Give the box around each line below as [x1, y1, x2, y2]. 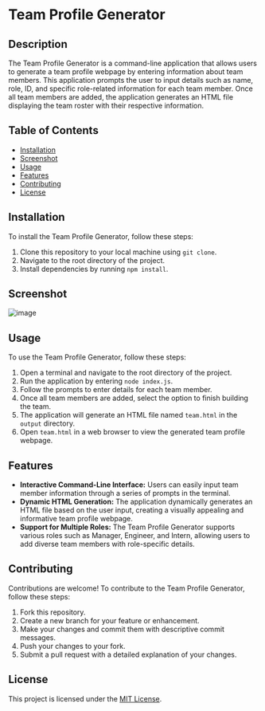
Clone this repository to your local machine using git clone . [19, 247, 217, 257]
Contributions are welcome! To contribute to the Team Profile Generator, [8, 583, 245, 593]
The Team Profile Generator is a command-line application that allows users [8, 58, 257, 68]
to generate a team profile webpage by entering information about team [8, 67, 244, 77]
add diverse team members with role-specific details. [19, 540, 195, 549]
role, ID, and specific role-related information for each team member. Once [8, 84, 253, 93]
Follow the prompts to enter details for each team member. [19, 385, 212, 395]
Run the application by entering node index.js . [19, 376, 173, 386]
